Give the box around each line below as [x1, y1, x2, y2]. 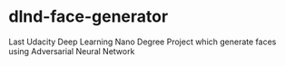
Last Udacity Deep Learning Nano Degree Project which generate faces [8, 36, 277, 47]
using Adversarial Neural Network [8, 45, 135, 56]
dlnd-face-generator [8, 6, 169, 27]
